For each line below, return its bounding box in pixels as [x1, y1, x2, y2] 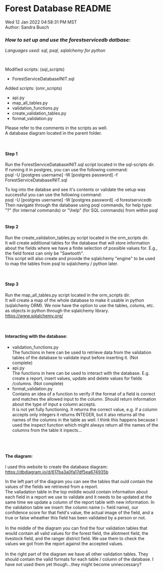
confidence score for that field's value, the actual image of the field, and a [5, 510, 154, 515]
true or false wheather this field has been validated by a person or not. [5, 515, 146, 521]
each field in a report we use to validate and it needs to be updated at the [5, 494, 152, 500]
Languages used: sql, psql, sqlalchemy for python [5, 47, 106, 54]
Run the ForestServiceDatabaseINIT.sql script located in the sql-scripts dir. [5, 162, 155, 167]
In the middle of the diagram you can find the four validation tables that [5, 525, 147, 531]
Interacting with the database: [5, 333, 68, 339]
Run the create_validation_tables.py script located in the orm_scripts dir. [5, 235, 149, 241]
